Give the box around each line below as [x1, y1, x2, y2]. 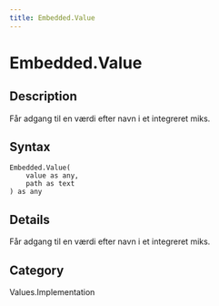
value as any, [25, 171, 79, 180]
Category [9, 262, 65, 278]
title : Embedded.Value [9, 13, 95, 23]
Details [9, 211, 50, 228]
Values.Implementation [9, 287, 95, 298]
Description [9, 88, 77, 105]
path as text [25, 179, 75, 189]
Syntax [9, 139, 51, 155]
